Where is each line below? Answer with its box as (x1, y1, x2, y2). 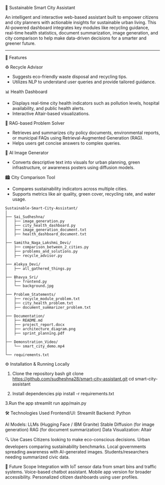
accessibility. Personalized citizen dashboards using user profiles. (5, 474, 138, 480)
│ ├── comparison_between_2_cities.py (5, 244, 89, 249)
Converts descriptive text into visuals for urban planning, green (12, 159, 140, 165)
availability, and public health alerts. (12, 105, 85, 111)
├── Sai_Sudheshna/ (5, 214, 45, 219)
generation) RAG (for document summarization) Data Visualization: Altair (5, 427, 152, 432)
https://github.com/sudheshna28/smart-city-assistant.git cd (12, 376, 134, 381)
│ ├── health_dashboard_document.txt (5, 232, 87, 237)
